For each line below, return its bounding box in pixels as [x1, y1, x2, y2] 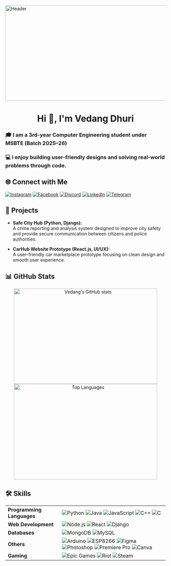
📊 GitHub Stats [5, 272, 55, 281]
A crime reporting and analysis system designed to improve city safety [12, 225, 161, 231]
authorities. [12, 236, 37, 242]
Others [8, 541, 25, 548]
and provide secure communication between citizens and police [12, 230, 147, 237]
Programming [8, 506, 42, 513]
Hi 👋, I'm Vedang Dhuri [37, 113, 134, 125]
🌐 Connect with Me [5, 178, 68, 186]
